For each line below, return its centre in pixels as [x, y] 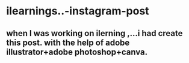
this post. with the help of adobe [68, 42]
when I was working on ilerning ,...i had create [94, 33]
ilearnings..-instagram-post [78, 11]
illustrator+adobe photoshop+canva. [77, 52]
